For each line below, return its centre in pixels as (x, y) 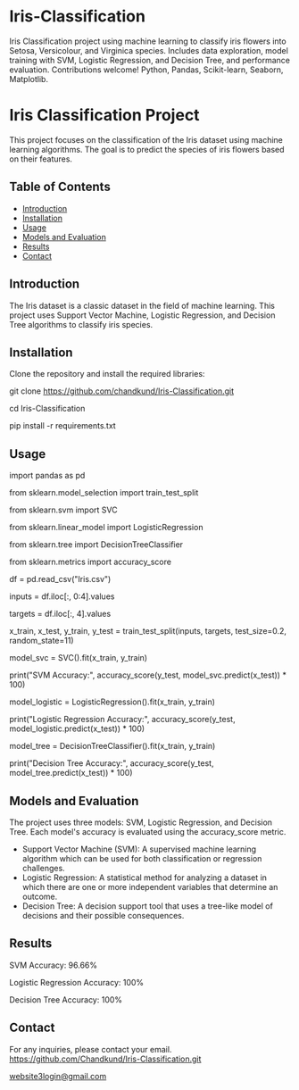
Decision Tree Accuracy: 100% (66, 999)
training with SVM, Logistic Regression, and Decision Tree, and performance (149, 60)
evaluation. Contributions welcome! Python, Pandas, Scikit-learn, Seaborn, (146, 70)
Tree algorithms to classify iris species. (81, 324)
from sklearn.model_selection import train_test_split (104, 493)
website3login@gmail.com (58, 1076)
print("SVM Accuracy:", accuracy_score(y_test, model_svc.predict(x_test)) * (148, 675)
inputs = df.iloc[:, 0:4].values (62, 596)
